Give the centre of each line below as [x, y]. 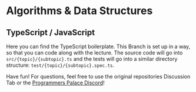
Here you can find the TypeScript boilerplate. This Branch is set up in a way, [98, 46]
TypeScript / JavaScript [51, 33]
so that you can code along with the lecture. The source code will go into [94, 53]
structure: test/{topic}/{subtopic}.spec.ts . [60, 65]
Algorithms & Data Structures [79, 11]
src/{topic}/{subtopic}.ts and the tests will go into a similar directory [92, 59]
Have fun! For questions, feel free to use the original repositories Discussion [98, 76]
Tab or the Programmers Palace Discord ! [55, 83]
